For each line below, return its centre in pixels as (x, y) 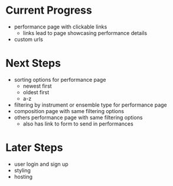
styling (22, 170)
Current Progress (49, 10)
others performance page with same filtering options (78, 117)
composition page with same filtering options (69, 111)
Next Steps (33, 63)
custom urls (29, 39)
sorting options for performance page (60, 79)
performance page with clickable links (61, 27)
